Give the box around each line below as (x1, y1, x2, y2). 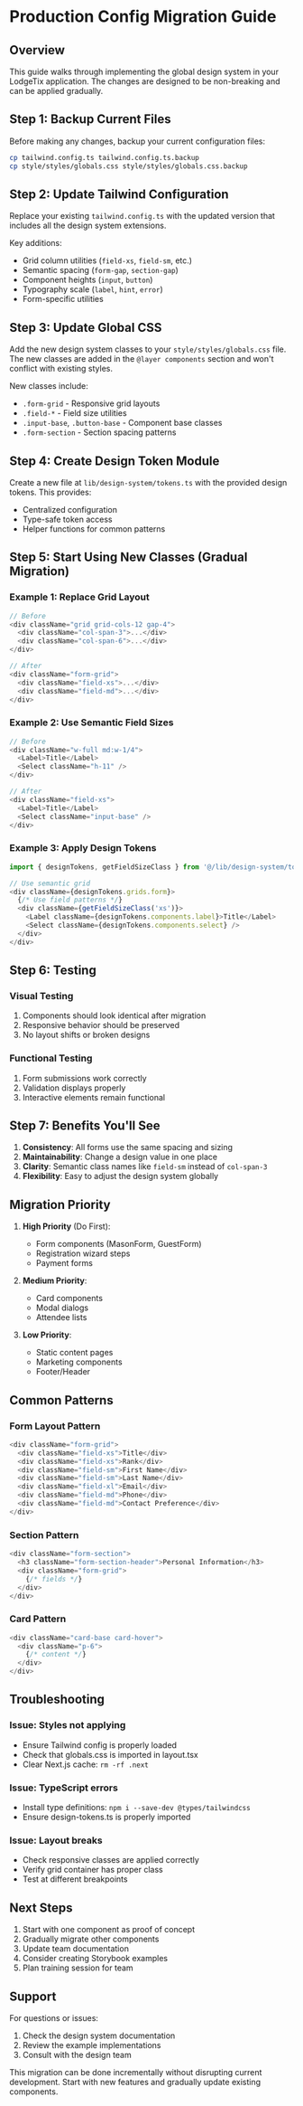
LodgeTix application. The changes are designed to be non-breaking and (9, 76, 281, 87)
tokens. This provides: (9, 486, 92, 497)
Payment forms (35, 1258, 93, 1269)
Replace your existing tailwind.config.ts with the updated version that (9, 211, 275, 222)
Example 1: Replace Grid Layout (9, 590, 151, 603)
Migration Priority (9, 1196, 111, 1213)
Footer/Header (35, 1366, 91, 1377)
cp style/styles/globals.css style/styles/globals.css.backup (9, 161, 248, 171)
